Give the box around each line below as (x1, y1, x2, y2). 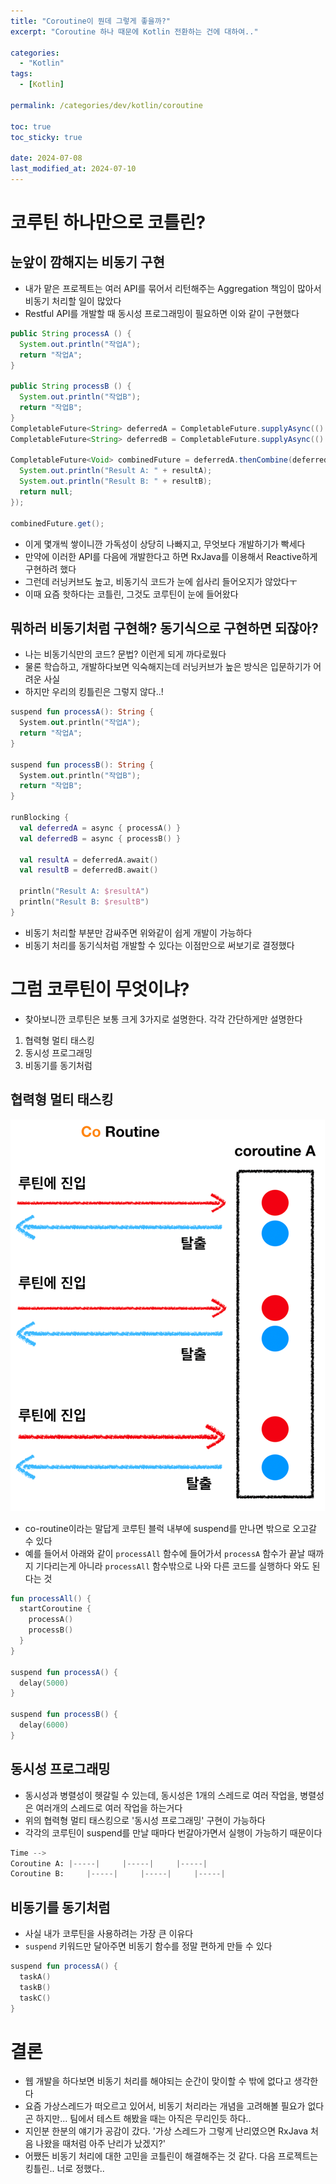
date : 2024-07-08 (10, 153, 83, 164)
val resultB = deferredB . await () (19, 865, 159, 875)
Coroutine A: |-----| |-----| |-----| (10, 1858, 208, 1869)
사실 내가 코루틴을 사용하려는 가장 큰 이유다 (24, 1928, 194, 1940)
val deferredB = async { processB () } (19, 833, 182, 844)
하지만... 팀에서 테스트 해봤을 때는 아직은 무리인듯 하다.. (35, 2113, 252, 2125)
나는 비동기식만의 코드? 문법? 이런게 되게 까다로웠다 (24, 648, 227, 660)
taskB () (19, 1982, 52, 1992)
